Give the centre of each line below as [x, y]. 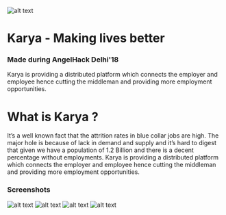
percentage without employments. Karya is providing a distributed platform [113, 157]
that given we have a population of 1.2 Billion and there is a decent [100, 150]
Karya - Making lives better [86, 38]
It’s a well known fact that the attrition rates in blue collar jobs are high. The [113, 136]
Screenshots [29, 190]
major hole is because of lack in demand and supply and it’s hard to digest [112, 143]
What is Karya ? [53, 117]
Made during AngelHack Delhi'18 [63, 60]
